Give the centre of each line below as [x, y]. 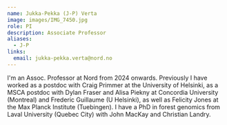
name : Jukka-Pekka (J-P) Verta [52, 13]
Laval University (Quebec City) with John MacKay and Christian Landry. [109, 114]
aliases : [20, 39]
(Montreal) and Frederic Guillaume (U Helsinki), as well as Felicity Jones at [113, 100]
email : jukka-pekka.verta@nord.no [63, 58]
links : [17, 52]
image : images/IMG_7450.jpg [48, 20]
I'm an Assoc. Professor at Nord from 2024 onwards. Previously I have [107, 78]
